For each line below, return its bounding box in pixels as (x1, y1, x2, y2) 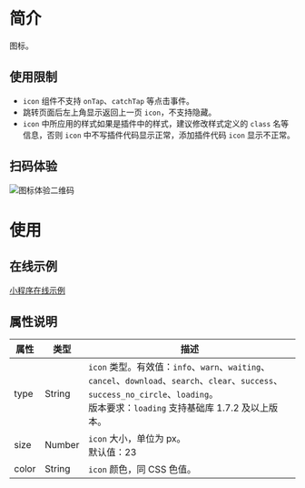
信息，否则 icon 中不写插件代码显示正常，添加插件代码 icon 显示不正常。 (22, 129, 295, 140)
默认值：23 (87, 446, 137, 459)
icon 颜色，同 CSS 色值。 (87, 463, 197, 476)
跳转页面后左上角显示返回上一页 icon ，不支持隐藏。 (22, 107, 217, 117)
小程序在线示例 (9, 284, 65, 296)
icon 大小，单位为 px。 (87, 432, 186, 445)
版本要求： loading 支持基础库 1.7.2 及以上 (87, 402, 270, 414)
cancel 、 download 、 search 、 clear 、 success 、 (87, 374, 283, 387)
